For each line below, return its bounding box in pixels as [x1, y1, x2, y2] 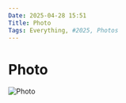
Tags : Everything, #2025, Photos [8, 26, 119, 34]
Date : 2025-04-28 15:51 [8, 11, 87, 20]
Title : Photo [8, 19, 52, 27]
